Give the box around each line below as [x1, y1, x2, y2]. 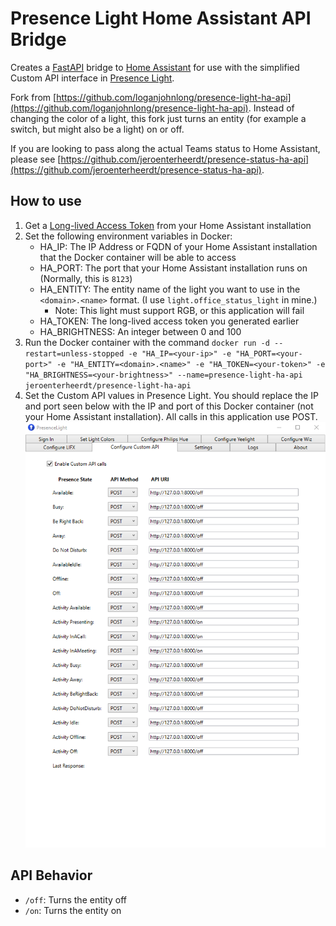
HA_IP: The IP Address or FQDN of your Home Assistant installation [39, 240, 318, 252]
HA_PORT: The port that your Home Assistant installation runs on [39, 262, 308, 274]
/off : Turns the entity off [24, 893, 128, 906]
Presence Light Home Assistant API [10, 7, 312, 30]
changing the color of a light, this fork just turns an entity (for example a [10, 112, 307, 124]
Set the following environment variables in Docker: [24, 230, 233, 242]
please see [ [10, 153, 62, 165]
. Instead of [248, 102, 295, 114]
